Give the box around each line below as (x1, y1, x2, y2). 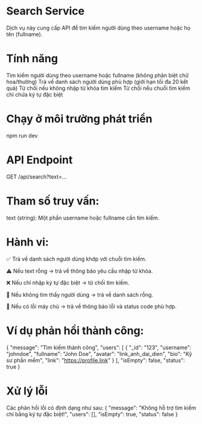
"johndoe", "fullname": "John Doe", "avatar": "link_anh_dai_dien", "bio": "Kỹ (6, 350, 192, 357)
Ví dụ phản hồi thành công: (6, 324, 144, 337)
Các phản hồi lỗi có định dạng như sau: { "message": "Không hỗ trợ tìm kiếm (6, 404, 197, 411)
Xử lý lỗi (6, 384, 48, 397)
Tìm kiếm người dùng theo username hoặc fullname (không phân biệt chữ (6, 71, 189, 79)
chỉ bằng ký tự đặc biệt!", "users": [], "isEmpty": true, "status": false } (6, 410, 178, 417)
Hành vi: (6, 235, 49, 248)
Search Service (6, 4, 85, 18)
